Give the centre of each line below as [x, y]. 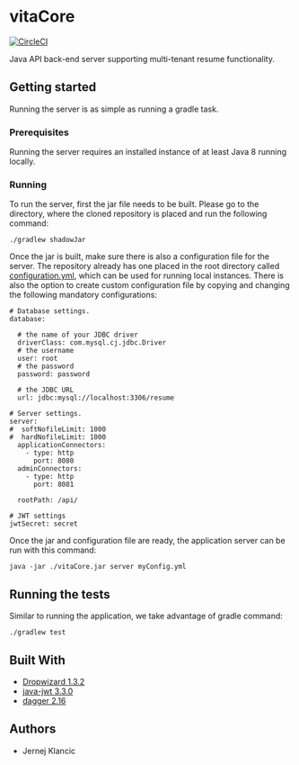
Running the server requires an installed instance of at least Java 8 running [148, 152]
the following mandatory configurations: [83, 295]
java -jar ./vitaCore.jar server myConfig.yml [98, 567]
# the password [46, 366]
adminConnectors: [50, 469]
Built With [37, 660]
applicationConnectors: [62, 445]
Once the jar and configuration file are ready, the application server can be [147, 541]
